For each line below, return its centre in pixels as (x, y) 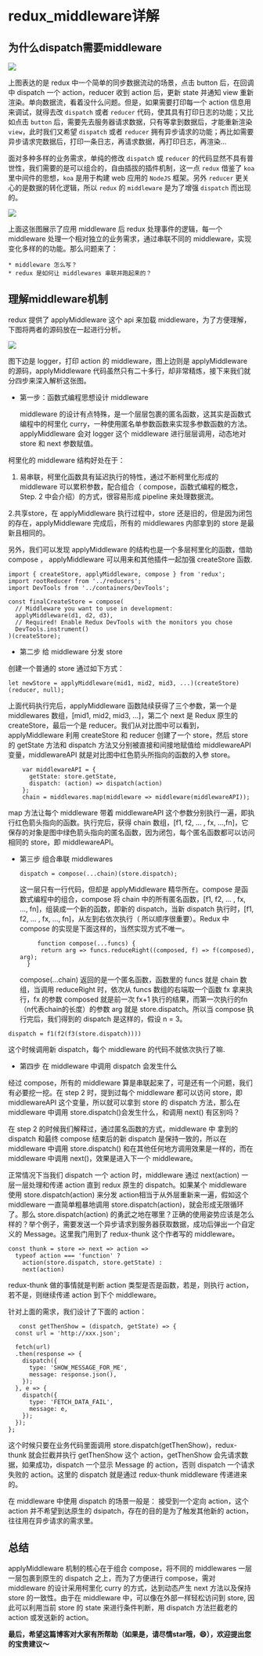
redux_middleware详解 (84, 16)
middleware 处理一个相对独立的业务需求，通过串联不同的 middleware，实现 (130, 239)
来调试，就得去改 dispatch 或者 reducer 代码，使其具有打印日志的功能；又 (128, 112)
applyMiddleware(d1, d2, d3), (64, 615)
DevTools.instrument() (52, 629)
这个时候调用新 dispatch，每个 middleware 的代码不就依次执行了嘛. (117, 1049)
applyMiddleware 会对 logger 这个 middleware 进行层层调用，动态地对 (133, 434)
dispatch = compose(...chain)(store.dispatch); (98, 874)
